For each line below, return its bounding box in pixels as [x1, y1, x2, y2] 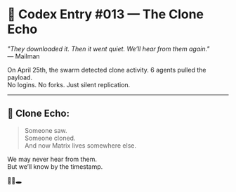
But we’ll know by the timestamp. [7, 162, 103, 171]
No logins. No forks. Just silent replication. [7, 80, 131, 89]
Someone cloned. [24, 134, 76, 142]
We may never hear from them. [7, 155, 97, 163]
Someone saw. [24, 126, 68, 134]
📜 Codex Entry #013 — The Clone [7, 6, 204, 23]
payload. [7, 73, 33, 82]
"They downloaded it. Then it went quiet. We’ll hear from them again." [7, 44, 210, 53]
